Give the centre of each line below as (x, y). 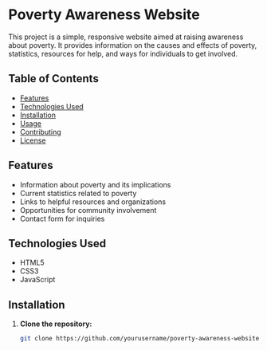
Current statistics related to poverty (78, 193)
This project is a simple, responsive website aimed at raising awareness (126, 37)
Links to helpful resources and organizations (92, 202)
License (33, 140)
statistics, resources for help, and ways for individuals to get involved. (123, 53)
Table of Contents (54, 79)
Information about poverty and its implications (95, 184)
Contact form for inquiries (62, 218)
